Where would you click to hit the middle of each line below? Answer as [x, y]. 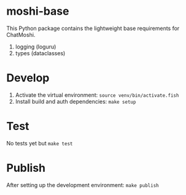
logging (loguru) [36, 47]
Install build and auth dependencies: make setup [76, 101]
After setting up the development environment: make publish [83, 185]
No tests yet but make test [40, 143]
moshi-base [38, 11]
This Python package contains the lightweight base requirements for [93, 28]
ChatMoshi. [21, 34]
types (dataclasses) [40, 53]
